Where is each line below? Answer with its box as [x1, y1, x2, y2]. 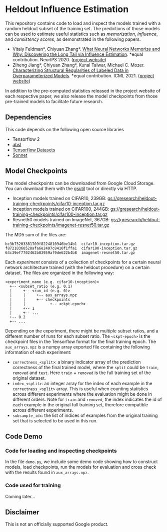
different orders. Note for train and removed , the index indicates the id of [12, 396, 162, 402]
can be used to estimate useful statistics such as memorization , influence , [5, 31, 158, 37]
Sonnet [12, 152, 27, 158]
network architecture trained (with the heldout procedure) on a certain [5, 264, 150, 270]
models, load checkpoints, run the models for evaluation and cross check [5, 464, 156, 470]
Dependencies [5, 113, 51, 122]
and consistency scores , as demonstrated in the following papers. [5, 36, 141, 42]
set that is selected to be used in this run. [12, 417, 97, 423]
